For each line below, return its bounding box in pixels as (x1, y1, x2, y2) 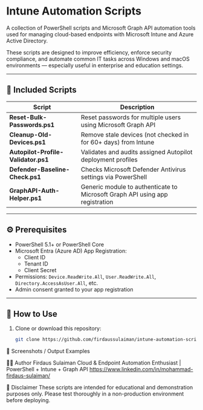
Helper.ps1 (9, 194, 42, 202)
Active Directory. (6, 37, 48, 44)
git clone (14, 337, 40, 343)
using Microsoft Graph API (80, 120, 156, 129)
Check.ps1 (9, 172, 41, 181)
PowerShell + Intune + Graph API (6, 366, 89, 373)
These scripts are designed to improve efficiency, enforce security (6, 48, 172, 56)
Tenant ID (24, 260, 48, 267)
